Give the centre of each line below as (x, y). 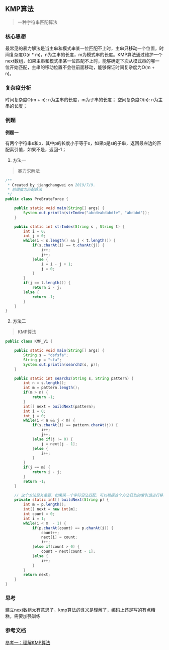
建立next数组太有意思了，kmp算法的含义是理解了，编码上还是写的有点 (78, 610)
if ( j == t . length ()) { (47, 283)
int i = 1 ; (35, 518)
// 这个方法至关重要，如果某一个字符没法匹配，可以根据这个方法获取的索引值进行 (87, 495)
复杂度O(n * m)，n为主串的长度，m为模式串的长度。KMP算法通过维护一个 (86, 55)
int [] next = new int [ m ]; (51, 509)
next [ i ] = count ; (59, 537)
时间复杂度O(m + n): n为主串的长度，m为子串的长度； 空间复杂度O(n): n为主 (84, 100)
